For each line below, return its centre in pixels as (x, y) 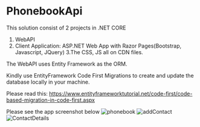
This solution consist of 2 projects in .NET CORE (66, 28)
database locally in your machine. (48, 82)
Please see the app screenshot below (53, 111)
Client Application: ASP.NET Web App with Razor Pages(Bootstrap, (98, 46)
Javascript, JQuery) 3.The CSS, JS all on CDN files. (79, 52)
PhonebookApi (44, 11)
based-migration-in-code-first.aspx (51, 100)
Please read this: (27, 93)
